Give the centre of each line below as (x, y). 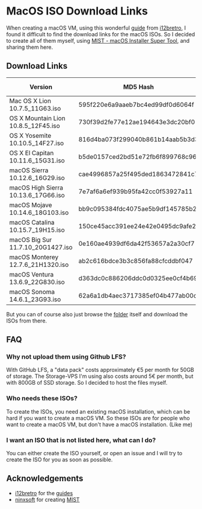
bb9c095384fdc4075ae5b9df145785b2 (138, 208)
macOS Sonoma (32, 292)
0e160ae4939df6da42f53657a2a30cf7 (136, 243)
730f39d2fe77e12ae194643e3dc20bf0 (137, 122)
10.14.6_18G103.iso (39, 213)
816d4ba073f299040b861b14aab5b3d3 (139, 139)
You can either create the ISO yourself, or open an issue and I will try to (94, 453)
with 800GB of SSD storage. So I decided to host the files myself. (87, 383)
